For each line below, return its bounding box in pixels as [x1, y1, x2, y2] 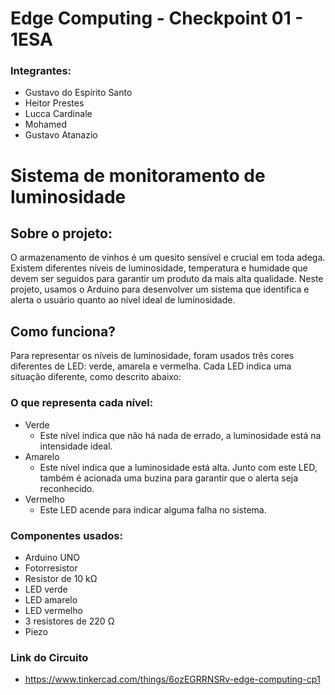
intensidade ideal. [39, 440, 113, 452]
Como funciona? [10, 323, 116, 340]
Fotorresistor [24, 562, 78, 574]
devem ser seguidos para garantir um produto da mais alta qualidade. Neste [10, 273, 324, 285]
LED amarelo [24, 593, 78, 606]
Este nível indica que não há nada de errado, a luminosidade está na [39, 429, 322, 441]
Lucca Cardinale [24, 108, 93, 120]
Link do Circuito [10, 650, 89, 664]
